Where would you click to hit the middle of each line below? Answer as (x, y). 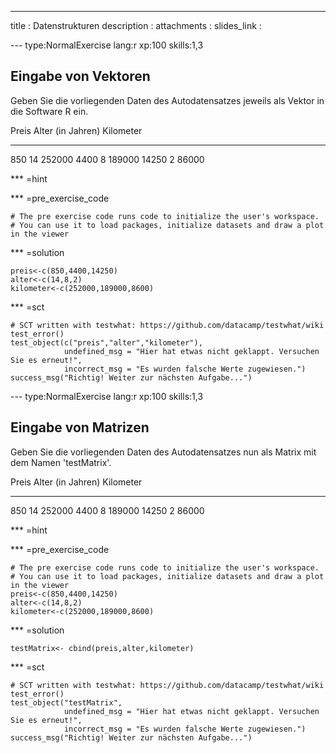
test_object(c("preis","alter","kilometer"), (106, 342)
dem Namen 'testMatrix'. (61, 462)
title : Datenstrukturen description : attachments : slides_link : (136, 25)
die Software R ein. (49, 111)
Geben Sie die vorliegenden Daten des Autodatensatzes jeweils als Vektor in (167, 100)
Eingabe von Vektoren (80, 76)
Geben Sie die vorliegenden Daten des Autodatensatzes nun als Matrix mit (163, 452)
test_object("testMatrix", (66, 702)
